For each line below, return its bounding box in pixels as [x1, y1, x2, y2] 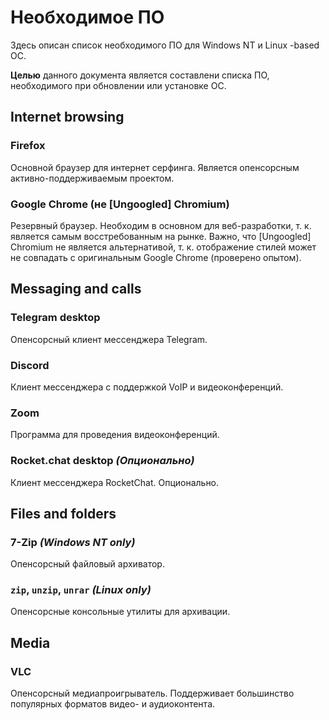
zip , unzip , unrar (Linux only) [10, 583, 152, 597]
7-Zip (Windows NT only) [10, 535, 136, 549]
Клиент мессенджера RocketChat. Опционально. [10, 476, 220, 488]
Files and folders [10, 505, 117, 522]
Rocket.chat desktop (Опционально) [10, 454, 195, 468]
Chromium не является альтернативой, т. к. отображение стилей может [10, 241, 317, 253]
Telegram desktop [10, 311, 101, 325]
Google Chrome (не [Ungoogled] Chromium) [10, 197, 230, 211]
